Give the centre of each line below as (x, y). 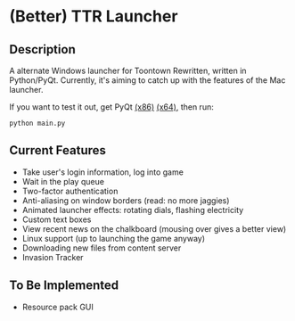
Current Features (58, 150)
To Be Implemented (64, 286)
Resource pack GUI (57, 307)
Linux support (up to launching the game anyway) (114, 238)
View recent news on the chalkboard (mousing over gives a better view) (154, 228)
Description (42, 49)
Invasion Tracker (53, 257)
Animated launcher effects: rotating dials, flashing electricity (133, 210)
